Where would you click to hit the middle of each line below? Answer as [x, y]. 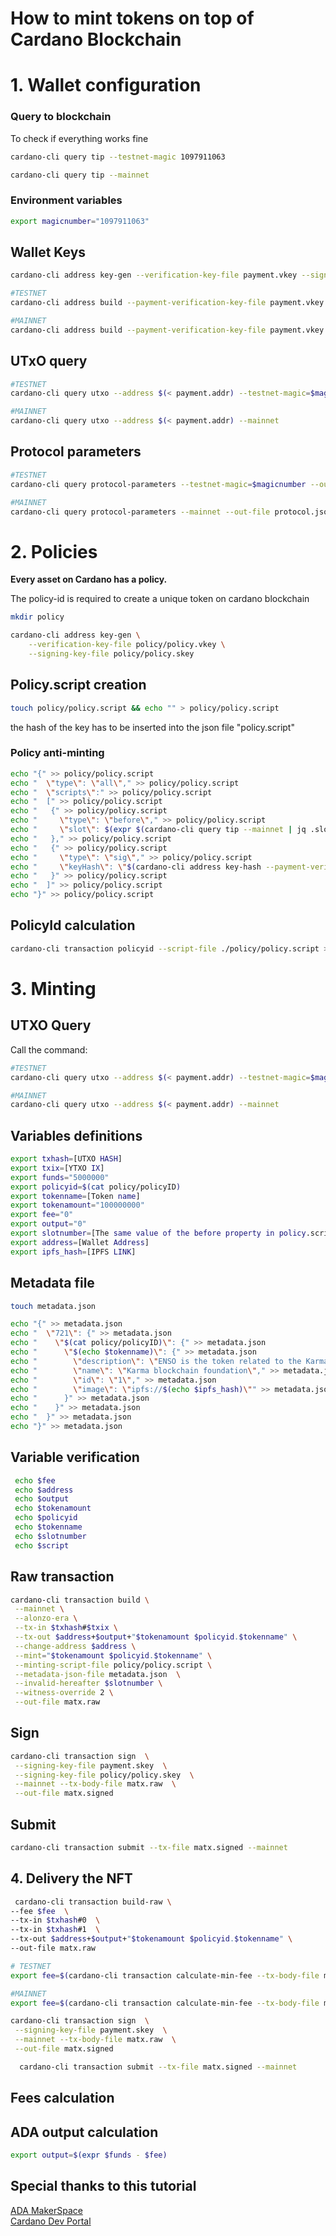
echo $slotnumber [50, 1536]
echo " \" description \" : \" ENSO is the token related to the [156, 1361]
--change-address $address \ [75, 1646]
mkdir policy [37, 617]
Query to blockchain [61, 117]
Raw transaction [62, 1577]
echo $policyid [46, 1518]
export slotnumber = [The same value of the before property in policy [158, 1233]
